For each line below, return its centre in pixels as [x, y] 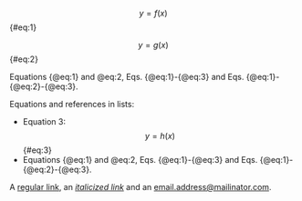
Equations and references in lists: [72, 104]
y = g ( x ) [153, 45]
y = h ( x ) [160, 136]
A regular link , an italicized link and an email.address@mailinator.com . [141, 187]
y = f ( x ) [153, 13]
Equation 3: [44, 121]
